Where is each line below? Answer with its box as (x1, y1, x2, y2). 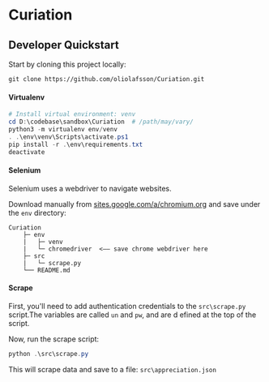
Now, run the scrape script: (8, 334, 100, 344)
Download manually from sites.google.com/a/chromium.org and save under (8, 199, 261, 208)
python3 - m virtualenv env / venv (8, 125, 117, 133)
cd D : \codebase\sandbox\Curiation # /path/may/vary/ (8, 118, 194, 127)
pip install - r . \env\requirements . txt (8, 140, 143, 148)
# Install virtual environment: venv (8, 110, 136, 118)
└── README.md (23, 266, 70, 274)
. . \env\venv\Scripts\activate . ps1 (8, 132, 129, 141)
